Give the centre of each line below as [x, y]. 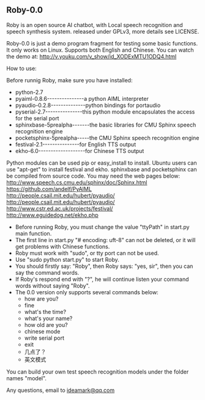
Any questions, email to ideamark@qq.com [61, 390]
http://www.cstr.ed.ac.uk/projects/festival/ [60, 208]
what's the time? [45, 312]
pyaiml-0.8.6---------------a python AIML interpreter [82, 98]
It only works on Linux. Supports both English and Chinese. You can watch [100, 50]
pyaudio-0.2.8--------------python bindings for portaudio [88, 105]
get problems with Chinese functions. [62, 246]
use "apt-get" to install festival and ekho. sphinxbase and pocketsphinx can [102, 169]
